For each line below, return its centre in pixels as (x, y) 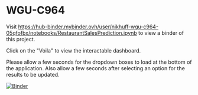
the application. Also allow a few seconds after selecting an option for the (95, 68)
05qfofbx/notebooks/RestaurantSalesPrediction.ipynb (72, 32)
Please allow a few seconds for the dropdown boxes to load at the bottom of (99, 62)
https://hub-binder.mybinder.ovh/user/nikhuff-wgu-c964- (88, 27)
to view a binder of (161, 32)
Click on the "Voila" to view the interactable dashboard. (74, 50)
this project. (21, 39)
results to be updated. (33, 74)
